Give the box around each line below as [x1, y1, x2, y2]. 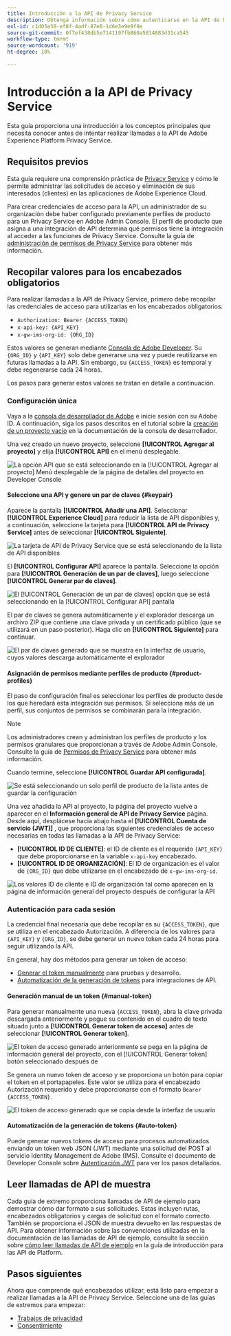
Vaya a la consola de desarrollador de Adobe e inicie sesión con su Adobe [7, 412, 218, 420]
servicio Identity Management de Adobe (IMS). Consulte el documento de [7, 1151, 217, 1160]
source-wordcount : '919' [7, 42, 78, 49]
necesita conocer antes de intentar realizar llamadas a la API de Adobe [7, 129, 208, 137]
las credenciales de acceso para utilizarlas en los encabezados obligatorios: [7, 302, 223, 310]
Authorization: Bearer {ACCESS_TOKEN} [16, 317, 129, 324]
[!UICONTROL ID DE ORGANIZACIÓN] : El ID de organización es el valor [16, 860, 220, 868]
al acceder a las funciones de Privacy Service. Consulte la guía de [7, 231, 195, 240]
